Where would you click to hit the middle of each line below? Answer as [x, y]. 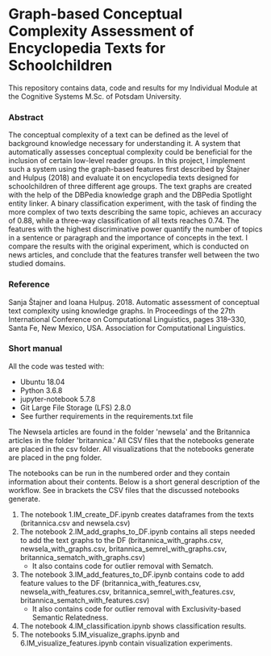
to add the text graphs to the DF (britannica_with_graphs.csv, [121, 540]
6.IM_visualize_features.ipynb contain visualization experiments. [126, 643]
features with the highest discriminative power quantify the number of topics [135, 229]
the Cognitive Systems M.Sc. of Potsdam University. [95, 96]
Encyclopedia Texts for [87, 48]
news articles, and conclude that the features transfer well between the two [134, 255]
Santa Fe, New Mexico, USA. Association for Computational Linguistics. [127, 328]
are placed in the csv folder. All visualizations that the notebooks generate [131, 449]
